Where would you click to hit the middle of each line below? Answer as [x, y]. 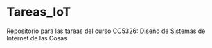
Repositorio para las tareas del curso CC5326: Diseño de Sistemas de [106, 31]
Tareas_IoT [39, 12]
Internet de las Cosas [37, 38]
